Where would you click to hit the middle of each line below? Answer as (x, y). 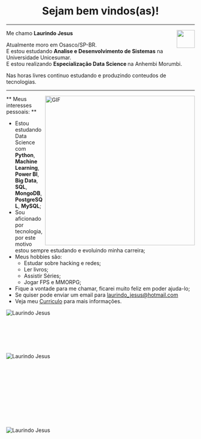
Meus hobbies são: (38, 257)
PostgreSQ (29, 199)
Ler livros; (36, 269)
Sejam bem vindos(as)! (100, 11)
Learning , (27, 167)
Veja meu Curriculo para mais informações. (68, 301)
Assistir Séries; (42, 276)
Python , (25, 155)
